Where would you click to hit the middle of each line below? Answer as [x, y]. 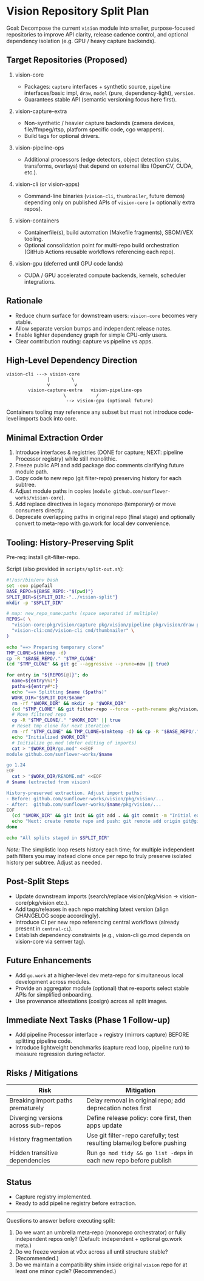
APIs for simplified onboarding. [54, 994]
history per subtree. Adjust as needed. [54, 862]
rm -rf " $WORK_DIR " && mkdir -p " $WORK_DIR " [69, 703]
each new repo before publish [129, 1161]
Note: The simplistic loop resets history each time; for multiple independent [100, 850]
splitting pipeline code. [43, 1041]
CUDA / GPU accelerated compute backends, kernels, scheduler [105, 275]
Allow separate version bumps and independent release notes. [93, 328]
